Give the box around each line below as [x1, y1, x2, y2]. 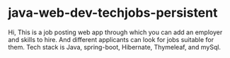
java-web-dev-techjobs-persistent [8, 5, 218, 21]
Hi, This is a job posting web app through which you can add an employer [8, 28, 223, 36]
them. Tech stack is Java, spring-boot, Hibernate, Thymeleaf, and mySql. [8, 43, 222, 51]
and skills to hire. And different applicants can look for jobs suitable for [8, 35, 214, 43]
